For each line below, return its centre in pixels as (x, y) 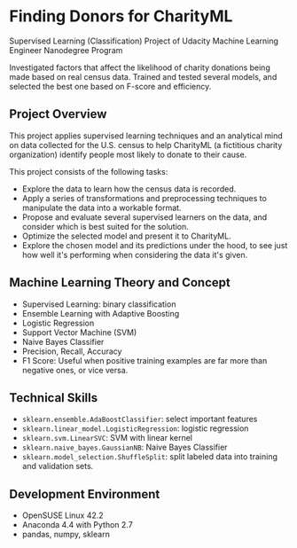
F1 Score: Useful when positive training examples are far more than (145, 360)
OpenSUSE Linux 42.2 (63, 515)
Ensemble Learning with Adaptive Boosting (101, 313)
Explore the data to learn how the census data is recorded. (129, 189)
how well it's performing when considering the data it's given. (135, 254)
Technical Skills (54, 398)
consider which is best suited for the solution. (105, 226)
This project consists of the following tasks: (89, 171)
